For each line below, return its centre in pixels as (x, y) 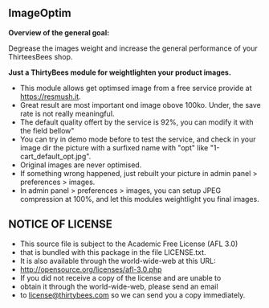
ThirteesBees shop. (41, 56)
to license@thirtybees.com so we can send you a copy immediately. (132, 295)
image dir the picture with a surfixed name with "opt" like (114, 147)
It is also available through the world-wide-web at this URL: (118, 261)
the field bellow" (47, 130)
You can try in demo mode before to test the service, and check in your (138, 139)
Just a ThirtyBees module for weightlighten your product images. (120, 72)
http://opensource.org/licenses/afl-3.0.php (91, 269)
